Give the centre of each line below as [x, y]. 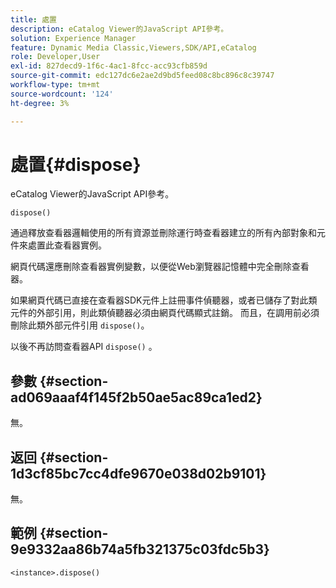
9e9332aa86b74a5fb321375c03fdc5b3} [140, 549]
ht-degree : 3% [40, 103]
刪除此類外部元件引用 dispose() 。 [80, 325]
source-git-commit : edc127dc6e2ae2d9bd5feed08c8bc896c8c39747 [142, 76]
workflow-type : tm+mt [55, 85]
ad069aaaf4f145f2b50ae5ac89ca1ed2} [136, 397]
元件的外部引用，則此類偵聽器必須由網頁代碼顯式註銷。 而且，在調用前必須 [165, 313]
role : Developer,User [55, 57]
